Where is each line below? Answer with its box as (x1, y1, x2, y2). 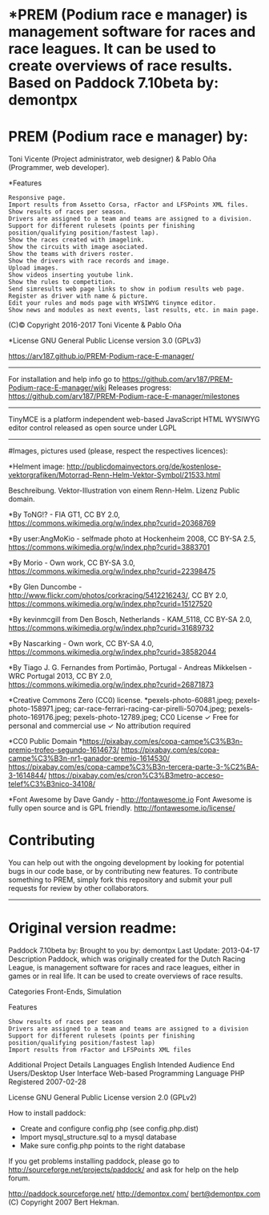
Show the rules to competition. (8, 278, 116, 286)
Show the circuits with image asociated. (8, 243, 149, 251)
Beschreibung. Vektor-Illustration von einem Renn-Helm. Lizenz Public (8, 486, 240, 495)
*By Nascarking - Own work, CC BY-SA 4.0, (8, 639, 155, 648)
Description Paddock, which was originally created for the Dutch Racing (8, 954, 246, 964)
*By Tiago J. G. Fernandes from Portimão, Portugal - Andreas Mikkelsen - (8, 663, 252, 673)
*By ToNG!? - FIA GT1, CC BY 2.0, (8, 510, 120, 519)
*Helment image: (8, 461, 66, 471)
